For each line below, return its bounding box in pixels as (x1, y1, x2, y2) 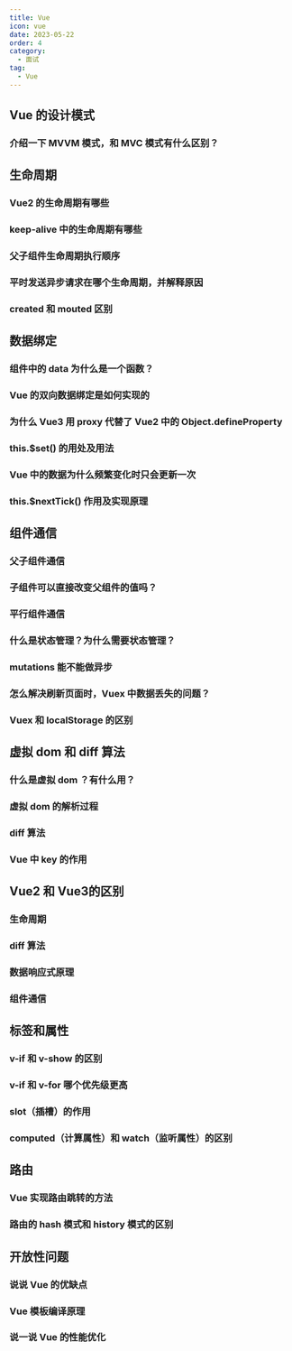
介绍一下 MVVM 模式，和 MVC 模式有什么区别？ (9, 137, 219, 150)
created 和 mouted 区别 (9, 303, 113, 316)
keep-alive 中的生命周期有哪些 (9, 223, 142, 236)
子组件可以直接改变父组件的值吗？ (9, 581, 158, 594)
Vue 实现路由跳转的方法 (9, 1192, 114, 1205)
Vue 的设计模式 (9, 107, 96, 123)
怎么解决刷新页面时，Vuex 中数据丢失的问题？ (9, 687, 211, 699)
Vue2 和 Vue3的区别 (9, 884, 124, 899)
